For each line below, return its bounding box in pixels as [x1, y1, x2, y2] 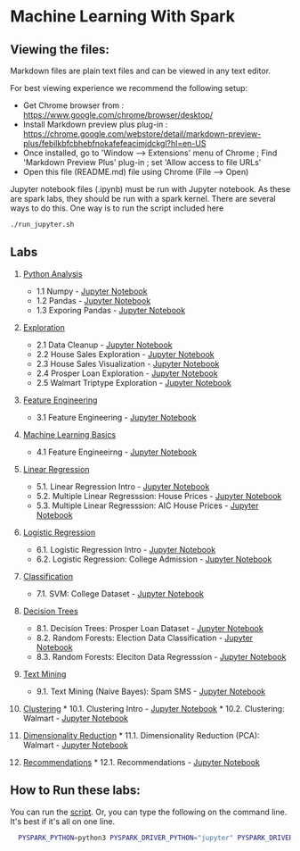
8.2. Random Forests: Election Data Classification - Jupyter [36, 632, 253, 643]
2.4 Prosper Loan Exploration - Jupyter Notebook [36, 368, 218, 379]
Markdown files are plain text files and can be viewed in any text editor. [10, 65, 271, 76]
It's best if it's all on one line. [10, 815, 115, 827]
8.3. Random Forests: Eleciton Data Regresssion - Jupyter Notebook [36, 651, 287, 662]
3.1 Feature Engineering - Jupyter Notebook [36, 412, 197, 422]
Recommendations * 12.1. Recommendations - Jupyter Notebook [22, 756, 261, 767]
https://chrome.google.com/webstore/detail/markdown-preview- [22, 129, 262, 139]
